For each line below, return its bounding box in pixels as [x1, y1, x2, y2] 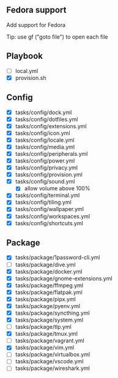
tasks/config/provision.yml [15, 171, 83, 179]
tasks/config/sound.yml [15, 178, 75, 185]
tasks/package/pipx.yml [15, 295, 76, 303]
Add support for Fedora [6, 21, 66, 28]
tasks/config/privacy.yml [15, 164, 78, 171]
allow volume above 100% [24, 185, 90, 192]
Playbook [6, 51, 43, 61]
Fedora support [6, 5, 67, 15]
